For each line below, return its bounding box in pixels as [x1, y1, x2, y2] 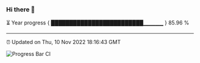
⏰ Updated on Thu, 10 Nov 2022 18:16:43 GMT [6, 39, 121, 46]
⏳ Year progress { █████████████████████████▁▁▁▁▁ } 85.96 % [6, 19, 189, 26]
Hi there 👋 [6, 5, 36, 14]
